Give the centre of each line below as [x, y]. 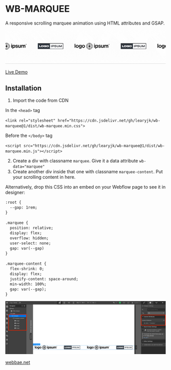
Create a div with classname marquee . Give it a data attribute [75, 161]
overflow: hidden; [30, 238]
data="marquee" [29, 167]
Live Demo [17, 72]
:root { [13, 202]
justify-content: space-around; [44, 279]
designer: [15, 193]
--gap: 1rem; [24, 207]
